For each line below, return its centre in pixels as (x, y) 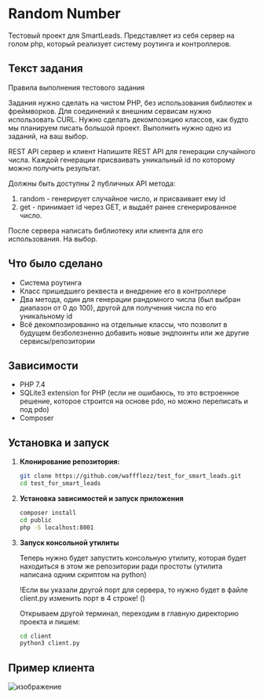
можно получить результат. (55, 168)
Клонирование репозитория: (69, 462)
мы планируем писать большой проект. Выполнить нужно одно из (120, 127)
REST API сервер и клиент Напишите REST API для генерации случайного (132, 151)
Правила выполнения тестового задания (77, 87)
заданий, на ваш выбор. (48, 136)
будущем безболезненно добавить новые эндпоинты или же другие (134, 333)
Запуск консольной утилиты (69, 543)
